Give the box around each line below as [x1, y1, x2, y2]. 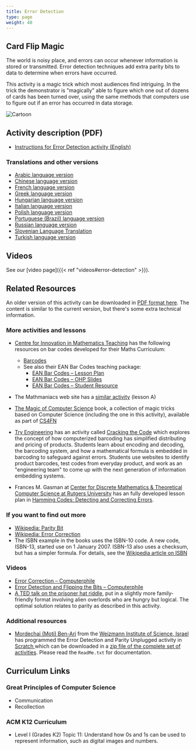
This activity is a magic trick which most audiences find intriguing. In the [6, 80, 180, 88]
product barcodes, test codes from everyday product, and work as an [14, 460, 183, 467]
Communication [14, 697, 53, 704]
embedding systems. [14, 472, 66, 479]
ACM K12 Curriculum [6, 718, 67, 726]
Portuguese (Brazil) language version [14, 215, 105, 222]
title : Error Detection [6, 8, 64, 15]
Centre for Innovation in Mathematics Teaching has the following [14, 339, 171, 347]
